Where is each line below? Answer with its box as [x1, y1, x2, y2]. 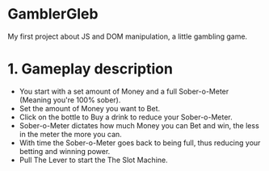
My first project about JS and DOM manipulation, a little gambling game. [7, 31, 248, 41]
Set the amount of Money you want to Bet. [19, 103, 161, 113]
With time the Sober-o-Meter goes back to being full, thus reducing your [19, 138, 261, 148]
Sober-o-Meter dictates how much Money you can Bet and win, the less [19, 120, 259, 130]
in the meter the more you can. [19, 129, 122, 139]
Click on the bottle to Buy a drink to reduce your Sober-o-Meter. [19, 112, 233, 122]
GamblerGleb [7, 5, 99, 23]
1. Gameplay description [7, 60, 173, 78]
